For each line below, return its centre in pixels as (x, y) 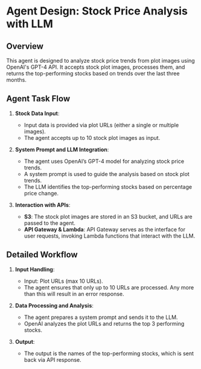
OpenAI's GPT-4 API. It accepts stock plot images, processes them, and (96, 67)
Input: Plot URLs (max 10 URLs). (64, 281)
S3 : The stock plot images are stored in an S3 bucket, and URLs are (108, 216)
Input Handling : (35, 269)
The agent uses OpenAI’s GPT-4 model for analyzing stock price (104, 161)
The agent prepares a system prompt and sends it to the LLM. (101, 317)
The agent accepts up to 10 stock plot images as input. (92, 137)
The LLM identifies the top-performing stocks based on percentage (108, 187)
